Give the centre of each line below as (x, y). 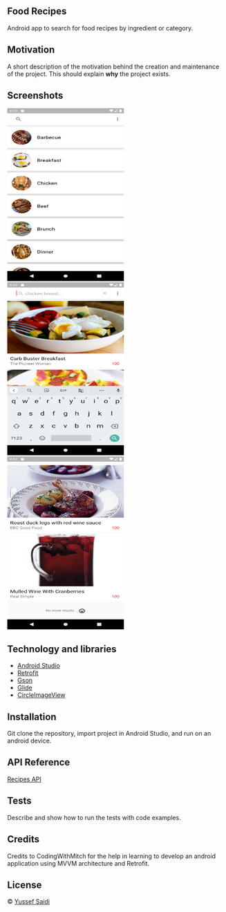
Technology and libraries (62, 649)
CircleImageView (41, 695)
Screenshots (35, 96)
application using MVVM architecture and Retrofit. (78, 863)
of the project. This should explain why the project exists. (89, 74)
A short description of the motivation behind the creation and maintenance (113, 66)
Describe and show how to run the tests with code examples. (94, 817)
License (25, 885)
